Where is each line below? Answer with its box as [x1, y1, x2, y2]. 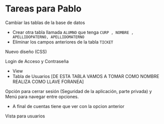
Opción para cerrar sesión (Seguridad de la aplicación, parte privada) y [5, 88, 152, 94]
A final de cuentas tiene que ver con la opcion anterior [12, 103, 125, 109]
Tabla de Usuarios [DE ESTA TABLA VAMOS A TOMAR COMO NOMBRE [12, 73, 159, 79]
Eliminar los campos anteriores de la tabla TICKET [12, 38, 113, 45]
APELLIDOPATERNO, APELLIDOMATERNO [12, 34, 84, 39]
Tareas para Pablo [5, 3, 81, 14]
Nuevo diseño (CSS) [5, 48, 47, 54]
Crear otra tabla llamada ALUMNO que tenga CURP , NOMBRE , [12, 29, 134, 35]
